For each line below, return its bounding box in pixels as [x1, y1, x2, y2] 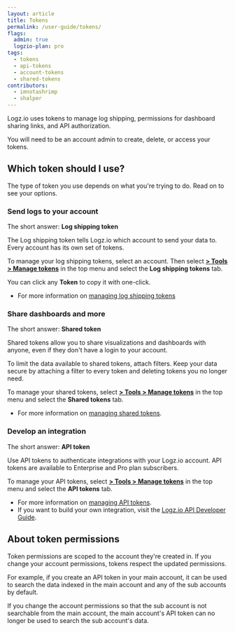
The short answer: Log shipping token [7, 222, 119, 231]
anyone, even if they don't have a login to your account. [7, 346, 168, 355]
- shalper [13, 95, 42, 102]
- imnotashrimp [13, 88, 58, 95]
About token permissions [7, 533, 120, 545]
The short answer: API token [7, 442, 90, 451]
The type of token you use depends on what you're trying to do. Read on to [7, 181, 225, 190]
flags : [7, 29, 27, 37]
